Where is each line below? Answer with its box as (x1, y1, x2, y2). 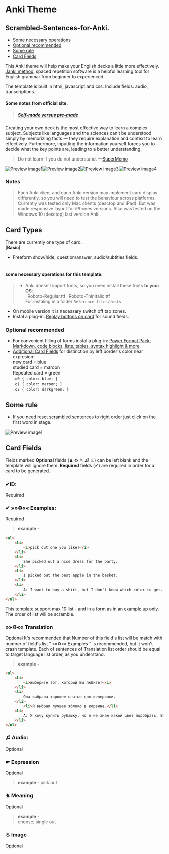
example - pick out (17, 780, 57, 786)
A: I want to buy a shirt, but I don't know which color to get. (23, 587, 163, 593)
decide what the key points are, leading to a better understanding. (5, 146, 142, 152)
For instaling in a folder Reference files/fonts (25, 298, 122, 304)
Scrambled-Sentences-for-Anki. (5, 24, 110, 32)
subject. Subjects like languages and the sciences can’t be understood (5, 130, 152, 136)
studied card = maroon (12, 364, 60, 370)
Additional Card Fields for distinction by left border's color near (12, 348, 143, 354)
